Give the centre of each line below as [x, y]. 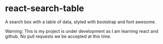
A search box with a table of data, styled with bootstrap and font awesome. [81, 22]
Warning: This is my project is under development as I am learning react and [82, 31]
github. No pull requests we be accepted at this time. [58, 36]
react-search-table [45, 8]
